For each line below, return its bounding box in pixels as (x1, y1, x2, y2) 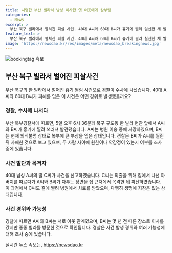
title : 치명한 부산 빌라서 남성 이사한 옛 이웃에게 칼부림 (5, 7, 111, 13)
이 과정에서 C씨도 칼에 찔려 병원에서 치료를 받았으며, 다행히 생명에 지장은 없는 (5, 185, 160, 191)
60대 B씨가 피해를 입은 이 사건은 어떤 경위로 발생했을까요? (14, 93, 131, 99)
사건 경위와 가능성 (5, 206, 47, 213)
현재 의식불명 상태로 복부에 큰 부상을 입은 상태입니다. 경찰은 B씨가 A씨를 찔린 (10, 132, 164, 139)
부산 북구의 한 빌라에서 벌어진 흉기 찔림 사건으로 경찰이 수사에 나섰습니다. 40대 (5, 87, 163, 93)
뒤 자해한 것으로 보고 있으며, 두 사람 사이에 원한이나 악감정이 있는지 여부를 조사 (5, 139, 162, 145)
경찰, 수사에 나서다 (5, 107, 49, 114)
